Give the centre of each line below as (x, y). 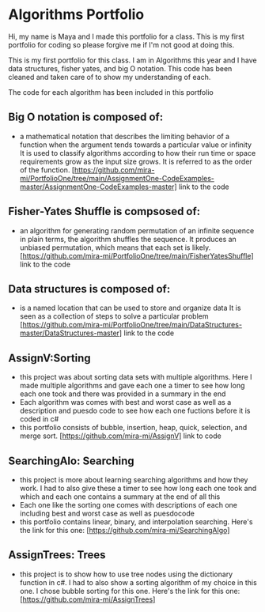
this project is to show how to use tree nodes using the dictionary (126, 574)
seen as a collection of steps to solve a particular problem (114, 316)
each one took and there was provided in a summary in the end (123, 394)
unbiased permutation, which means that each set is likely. (115, 247)
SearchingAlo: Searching (71, 461)
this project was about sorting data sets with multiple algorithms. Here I (136, 377)
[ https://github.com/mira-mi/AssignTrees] (87, 599)
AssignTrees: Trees (57, 555)
